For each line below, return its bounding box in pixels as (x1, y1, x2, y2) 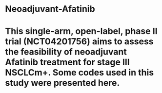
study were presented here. (5, 77, 120, 89)
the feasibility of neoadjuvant (5, 46, 127, 57)
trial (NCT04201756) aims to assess (5, 36, 154, 47)
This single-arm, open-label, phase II (5, 26, 158, 37)
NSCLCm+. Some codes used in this (5, 67, 154, 78)
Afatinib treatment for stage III (5, 57, 130, 68)
